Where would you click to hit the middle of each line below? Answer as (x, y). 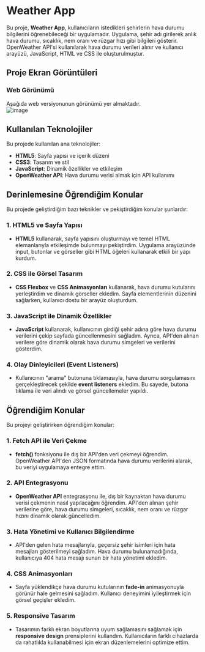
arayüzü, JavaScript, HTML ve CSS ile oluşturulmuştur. (76, 53)
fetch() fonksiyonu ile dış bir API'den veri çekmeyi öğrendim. (92, 454)
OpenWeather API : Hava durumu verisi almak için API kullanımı (95, 176)
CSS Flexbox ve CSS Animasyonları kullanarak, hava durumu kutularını (105, 287)
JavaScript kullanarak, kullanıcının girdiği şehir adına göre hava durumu (106, 329)
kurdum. (26, 258)
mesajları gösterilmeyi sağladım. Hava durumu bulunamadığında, (97, 552)
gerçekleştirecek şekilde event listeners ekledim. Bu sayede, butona (102, 384)
